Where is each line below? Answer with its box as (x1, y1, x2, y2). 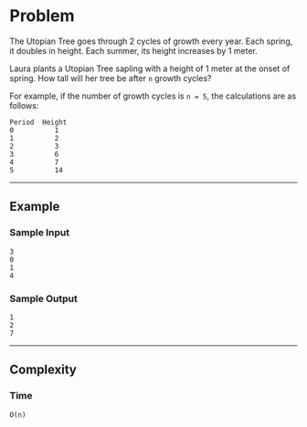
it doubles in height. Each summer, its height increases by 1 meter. (9, 45, 258, 56)
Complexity (9, 362, 78, 378)
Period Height (9, 118, 68, 127)
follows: (9, 99, 39, 110)
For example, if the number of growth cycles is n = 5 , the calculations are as (9, 90, 297, 101)
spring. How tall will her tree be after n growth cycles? (9, 72, 212, 83)
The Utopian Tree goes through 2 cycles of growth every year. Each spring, (9, 36, 293, 47)
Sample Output (9, 292, 78, 305)
